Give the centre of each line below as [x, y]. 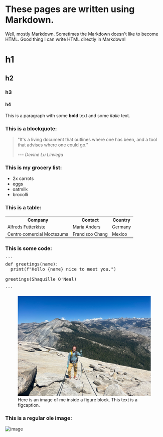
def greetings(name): [32, 264]
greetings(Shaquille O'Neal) [41, 279]
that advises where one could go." [53, 145]
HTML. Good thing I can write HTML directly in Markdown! [65, 39]
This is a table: [23, 208]
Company [38, 220]
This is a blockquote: [31, 128]
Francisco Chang [90, 234]
